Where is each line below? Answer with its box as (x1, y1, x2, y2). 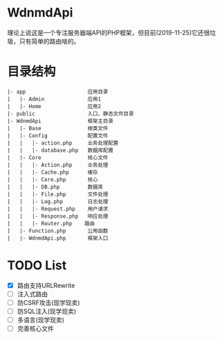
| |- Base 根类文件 (7, 125, 108, 132)
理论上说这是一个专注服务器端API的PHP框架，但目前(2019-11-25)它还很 (7, 28, 211, 37)
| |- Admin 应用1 (7, 95, 101, 103)
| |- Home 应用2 (7, 103, 101, 110)
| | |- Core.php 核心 (7, 176, 98, 183)
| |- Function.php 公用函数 (7, 227, 108, 234)
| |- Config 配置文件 (7, 132, 108, 139)
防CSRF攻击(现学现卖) (17, 298, 81, 307)
